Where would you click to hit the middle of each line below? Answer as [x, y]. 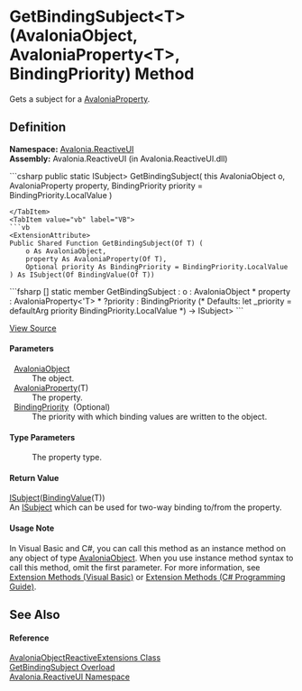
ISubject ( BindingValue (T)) [57, 498]
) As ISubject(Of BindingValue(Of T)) [82, 275]
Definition [37, 127]
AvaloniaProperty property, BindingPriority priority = [106, 186]
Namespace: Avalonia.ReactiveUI [72, 149]
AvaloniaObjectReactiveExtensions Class [85, 658]
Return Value [34, 477]
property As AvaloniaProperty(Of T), [96, 259]
